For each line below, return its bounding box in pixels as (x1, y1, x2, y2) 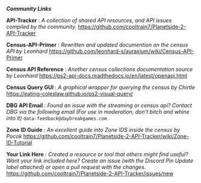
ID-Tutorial (6, 139, 32, 146)
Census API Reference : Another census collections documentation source (6, 66, 193, 73)
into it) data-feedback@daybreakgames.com (6, 114, 107, 122)
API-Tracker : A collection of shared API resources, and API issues (6, 17, 172, 23)
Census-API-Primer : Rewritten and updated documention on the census (6, 42, 188, 48)
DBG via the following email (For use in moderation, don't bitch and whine (6, 108, 190, 115)
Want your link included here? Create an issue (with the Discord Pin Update (6, 157, 194, 164)
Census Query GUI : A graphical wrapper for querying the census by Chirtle (6, 84, 196, 91)
